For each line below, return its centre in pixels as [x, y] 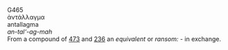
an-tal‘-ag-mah [30, 32]
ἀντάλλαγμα [26, 17]
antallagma [23, 24]
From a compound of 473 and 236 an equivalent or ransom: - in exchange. [114, 39]
